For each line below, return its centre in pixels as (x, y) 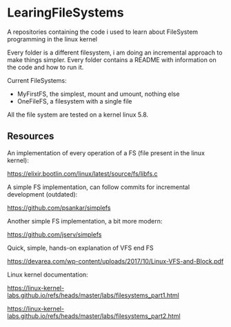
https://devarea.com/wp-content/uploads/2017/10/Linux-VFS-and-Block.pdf (115, 261)
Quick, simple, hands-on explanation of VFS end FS (80, 248)
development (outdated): (42, 194)
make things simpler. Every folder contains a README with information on (112, 59)
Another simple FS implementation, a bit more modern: (85, 221)
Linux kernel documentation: (48, 275)
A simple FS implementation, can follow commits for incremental (99, 187)
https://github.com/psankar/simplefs (59, 208)
